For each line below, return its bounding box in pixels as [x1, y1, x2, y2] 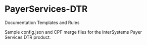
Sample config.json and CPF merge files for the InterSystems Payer [4, 29, 142, 35]
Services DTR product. [4, 34, 51, 40]
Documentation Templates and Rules [4, 20, 80, 25]
